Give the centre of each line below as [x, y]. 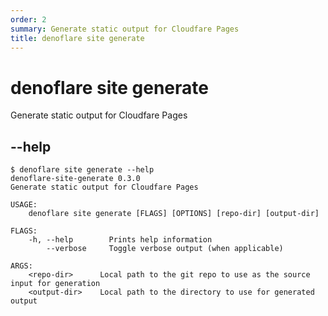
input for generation [55, 284]
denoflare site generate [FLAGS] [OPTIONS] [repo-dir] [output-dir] [174, 214]
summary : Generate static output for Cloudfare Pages [125, 29]
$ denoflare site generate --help [82, 170]
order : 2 [28, 19]
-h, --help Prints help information [120, 240]
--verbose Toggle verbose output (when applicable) [165, 249]
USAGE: [24, 205]
